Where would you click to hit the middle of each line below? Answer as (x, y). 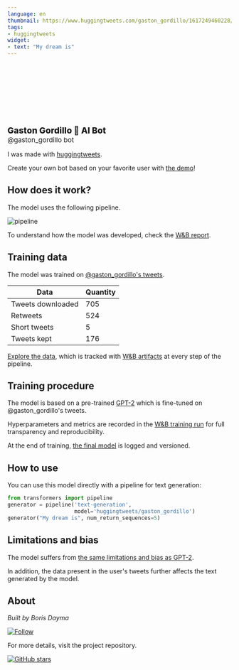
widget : (19, 40)
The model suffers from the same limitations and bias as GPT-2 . (101, 557)
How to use (33, 468)
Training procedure (51, 386)
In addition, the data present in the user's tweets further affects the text (112, 571)
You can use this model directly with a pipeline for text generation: (104, 485)
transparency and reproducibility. (56, 432)
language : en (27, 14)
